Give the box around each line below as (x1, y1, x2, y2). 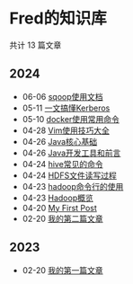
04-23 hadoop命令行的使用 (22, 181, 124, 191)
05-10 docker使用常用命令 (22, 113, 120, 124)
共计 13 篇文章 (9, 40, 62, 50)
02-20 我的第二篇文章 (22, 213, 103, 224)
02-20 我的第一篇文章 (22, 264, 103, 275)
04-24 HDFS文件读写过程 (22, 170, 117, 181)
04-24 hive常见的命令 (22, 158, 103, 169)
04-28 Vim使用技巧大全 (22, 125, 111, 136)
